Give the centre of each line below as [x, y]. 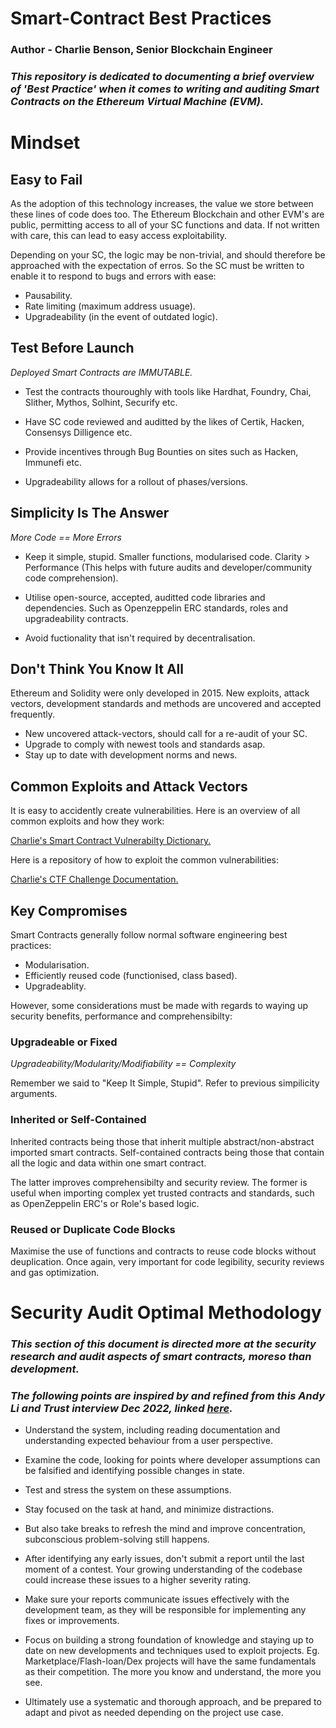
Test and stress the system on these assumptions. [128, 1490]
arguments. [34, 1094]
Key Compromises [69, 910]
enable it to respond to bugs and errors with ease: [113, 276]
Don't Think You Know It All [97, 669]
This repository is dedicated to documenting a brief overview [162, 77]
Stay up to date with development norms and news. [131, 755]
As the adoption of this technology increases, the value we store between [162, 204]
